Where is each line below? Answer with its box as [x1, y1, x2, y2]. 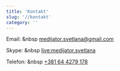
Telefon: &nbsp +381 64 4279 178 [6, 58, 88, 65]
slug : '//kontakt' [6, 14, 51, 20]
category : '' [6, 19, 38, 25]
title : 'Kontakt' [6, 8, 49, 15]
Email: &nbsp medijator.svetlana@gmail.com [6, 36, 114, 43]
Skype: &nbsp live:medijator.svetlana [6, 47, 96, 54]
